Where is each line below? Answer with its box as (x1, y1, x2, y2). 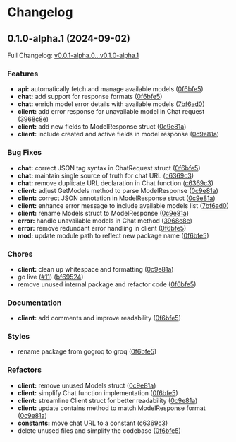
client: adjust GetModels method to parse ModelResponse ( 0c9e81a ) (17, 186, 218, 194)
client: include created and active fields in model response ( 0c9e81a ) (17, 130, 220, 139)
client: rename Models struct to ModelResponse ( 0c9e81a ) (17, 209, 189, 217)
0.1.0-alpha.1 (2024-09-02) (7, 33, 130, 45)
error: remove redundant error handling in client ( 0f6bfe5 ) (17, 223, 187, 232)
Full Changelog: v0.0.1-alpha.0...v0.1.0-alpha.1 (7, 51, 139, 59)
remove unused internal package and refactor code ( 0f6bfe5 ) (17, 280, 197, 289)
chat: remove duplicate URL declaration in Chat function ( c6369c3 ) (17, 178, 213, 187)
